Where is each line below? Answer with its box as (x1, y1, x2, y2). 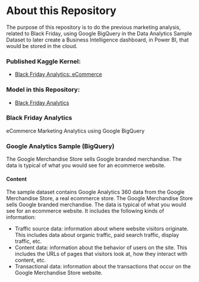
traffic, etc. (14, 238, 42, 245)
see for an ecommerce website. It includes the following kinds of (6, 207, 165, 214)
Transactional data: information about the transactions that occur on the (14, 263, 191, 270)
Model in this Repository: (6, 85, 80, 94)
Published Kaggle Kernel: (6, 57, 81, 65)
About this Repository (6, 4, 117, 18)
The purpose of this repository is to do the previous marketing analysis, (6, 23, 181, 31)
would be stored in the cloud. (6, 42, 78, 49)
